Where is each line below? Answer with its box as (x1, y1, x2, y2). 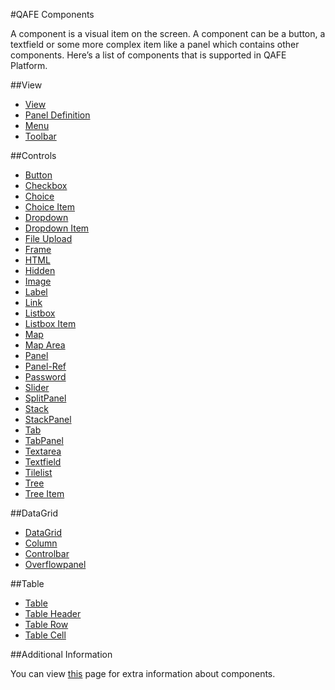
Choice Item (24, 201, 76, 213)
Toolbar (24, 130, 57, 142)
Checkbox (24, 180, 68, 191)
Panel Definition (24, 109, 91, 121)
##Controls (10, 150, 57, 161)
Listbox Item (24, 318, 77, 329)
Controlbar (24, 548, 70, 559)
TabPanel (24, 435, 64, 446)
